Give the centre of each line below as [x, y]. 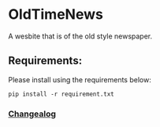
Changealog [32, 114]
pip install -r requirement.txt [61, 94]
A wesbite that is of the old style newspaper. [80, 36]
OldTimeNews [56, 15]
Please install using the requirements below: [80, 79]
